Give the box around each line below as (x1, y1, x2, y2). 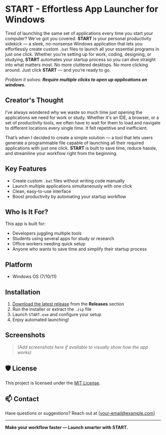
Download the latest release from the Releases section (12, 301, 124, 307)
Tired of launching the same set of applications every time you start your (5, 30, 153, 36)
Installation (5, 288, 41, 296)
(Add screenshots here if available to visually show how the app (17, 344, 148, 350)
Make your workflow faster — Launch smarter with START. (5, 425, 128, 431)
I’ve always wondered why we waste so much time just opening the (5, 109, 143, 115)
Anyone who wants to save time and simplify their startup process (12, 246, 147, 252)
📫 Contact (5, 395, 40, 403)
